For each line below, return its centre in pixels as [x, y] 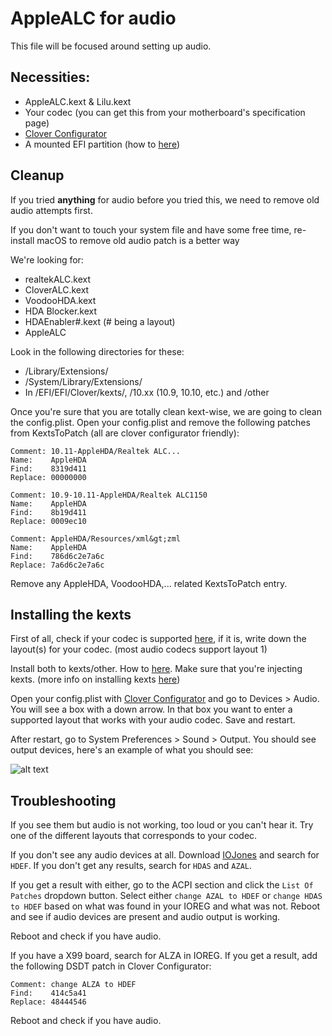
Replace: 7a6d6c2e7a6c [57, 565]
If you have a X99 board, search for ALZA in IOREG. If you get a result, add [164, 956]
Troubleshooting [63, 800]
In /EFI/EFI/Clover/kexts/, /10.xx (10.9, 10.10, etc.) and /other [147, 392]
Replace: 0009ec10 [48, 521]
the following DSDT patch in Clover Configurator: [111, 966]
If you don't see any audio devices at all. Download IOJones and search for [165, 855]
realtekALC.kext [58, 279]
